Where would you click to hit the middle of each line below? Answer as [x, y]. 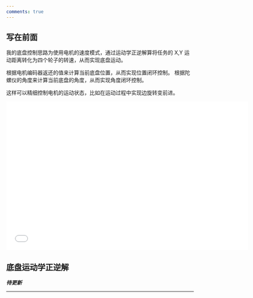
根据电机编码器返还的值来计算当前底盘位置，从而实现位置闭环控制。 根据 [96, 73]
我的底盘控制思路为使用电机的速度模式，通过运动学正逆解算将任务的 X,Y [95, 53]
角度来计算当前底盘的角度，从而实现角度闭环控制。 [84, 80]
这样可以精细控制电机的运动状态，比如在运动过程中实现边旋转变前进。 [92, 93]
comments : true [25, 12]
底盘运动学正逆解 [38, 267]
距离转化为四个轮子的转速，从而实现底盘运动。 [68, 60]
